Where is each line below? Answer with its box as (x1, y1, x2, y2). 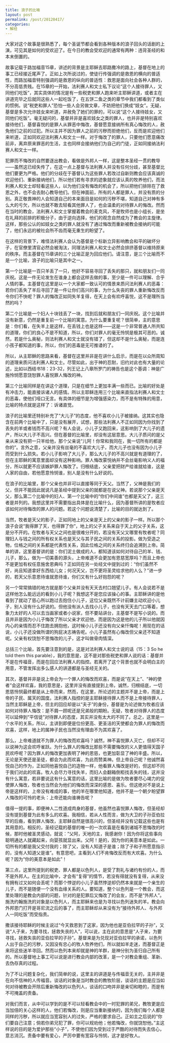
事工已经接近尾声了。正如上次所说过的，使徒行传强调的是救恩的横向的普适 (5, 71, 160, 77)
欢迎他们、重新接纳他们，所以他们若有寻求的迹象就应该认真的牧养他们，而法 (5, 177, 165, 183)
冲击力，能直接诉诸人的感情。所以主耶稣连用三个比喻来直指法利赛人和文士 (9, 389, 165, 395)
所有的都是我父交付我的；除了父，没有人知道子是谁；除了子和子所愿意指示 (9, 844, 165, 850)
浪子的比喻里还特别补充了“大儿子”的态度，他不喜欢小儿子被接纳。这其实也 (5, 413, 160, 419)
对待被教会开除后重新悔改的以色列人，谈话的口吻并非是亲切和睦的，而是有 (9, 984, 165, 990)
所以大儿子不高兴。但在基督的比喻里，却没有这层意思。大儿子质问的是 (14, 432, 160, 438)
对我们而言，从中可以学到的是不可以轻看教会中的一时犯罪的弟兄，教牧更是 (5, 1001, 160, 1007)
